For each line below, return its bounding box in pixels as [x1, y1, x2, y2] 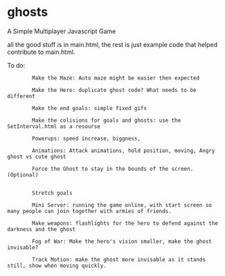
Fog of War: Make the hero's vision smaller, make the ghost [32, 238, 213, 245]
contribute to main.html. [7, 48, 75, 56]
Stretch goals [32, 190, 73, 196]
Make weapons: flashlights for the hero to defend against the [32, 219, 218, 227]
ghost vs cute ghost [7, 153, 67, 160]
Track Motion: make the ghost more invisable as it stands [32, 256, 206, 263]
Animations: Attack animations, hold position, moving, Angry [32, 147, 215, 154]
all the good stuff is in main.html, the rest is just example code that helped [7, 40, 218, 48]
